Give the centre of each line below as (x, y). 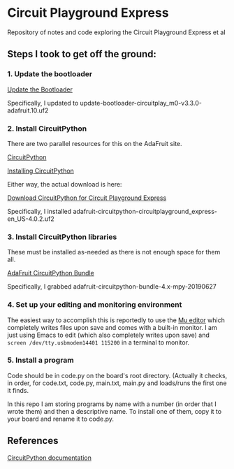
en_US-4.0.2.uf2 (31, 219)
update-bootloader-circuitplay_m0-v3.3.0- (141, 103)
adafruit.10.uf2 (28, 110)
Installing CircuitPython (41, 171)
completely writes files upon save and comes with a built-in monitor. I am (112, 327)
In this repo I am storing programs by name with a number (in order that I (112, 404)
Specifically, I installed (39, 211)
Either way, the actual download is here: (65, 184)
